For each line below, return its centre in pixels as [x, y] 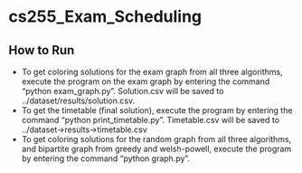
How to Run [42, 50]
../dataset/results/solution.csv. [78, 101]
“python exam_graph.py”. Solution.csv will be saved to [123, 91]
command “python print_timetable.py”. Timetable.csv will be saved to [151, 120]
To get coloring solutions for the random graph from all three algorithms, [156, 139]
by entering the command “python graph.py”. [106, 159]
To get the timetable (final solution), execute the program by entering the [157, 110]
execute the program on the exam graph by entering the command [146, 82]
